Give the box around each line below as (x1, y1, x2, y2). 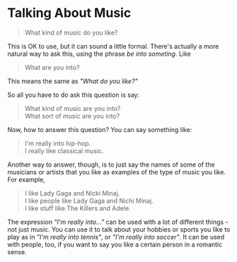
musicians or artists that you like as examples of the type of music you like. (7, 167, 226, 176)
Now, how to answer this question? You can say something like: (7, 125, 192, 133)
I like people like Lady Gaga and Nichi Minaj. (24, 196, 154, 205)
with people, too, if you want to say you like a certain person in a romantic (7, 240, 223, 249)
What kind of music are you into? (24, 104, 121, 112)
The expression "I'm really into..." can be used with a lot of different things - (7, 218, 229, 226)
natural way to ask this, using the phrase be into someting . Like (7, 49, 191, 58)
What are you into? (24, 63, 80, 71)
